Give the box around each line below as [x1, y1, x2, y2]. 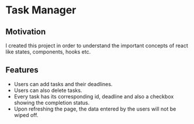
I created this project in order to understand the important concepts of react [5, 42, 188, 49]
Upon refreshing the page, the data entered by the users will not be [13, 105, 176, 112]
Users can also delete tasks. [13, 87, 82, 94]
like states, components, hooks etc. [5, 48, 91, 55]
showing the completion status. [13, 99, 90, 106]
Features [5, 65, 39, 75]
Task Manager [5, 3, 77, 17]
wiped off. [13, 111, 39, 118]
